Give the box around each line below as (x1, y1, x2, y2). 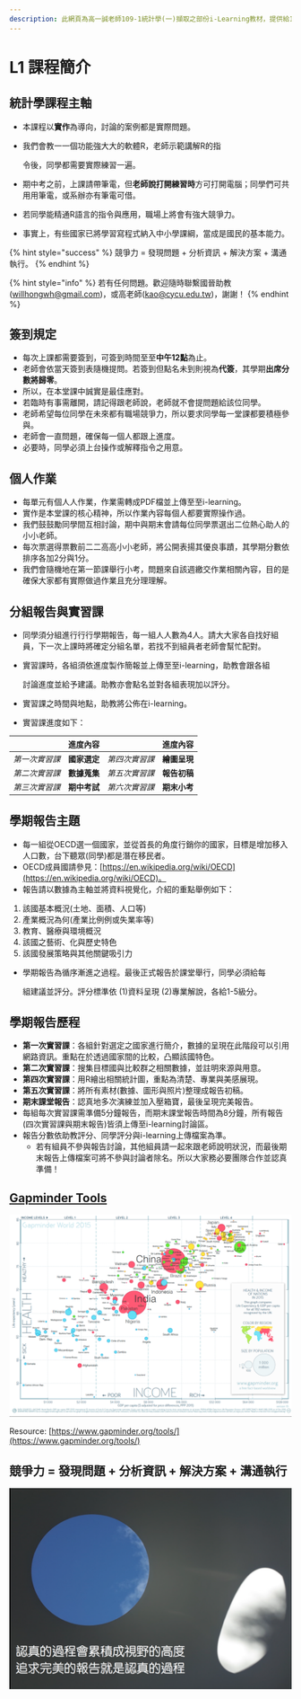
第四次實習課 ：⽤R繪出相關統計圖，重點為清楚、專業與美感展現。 (21, 1074, 263, 1084)
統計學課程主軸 (9, 95, 92, 111)
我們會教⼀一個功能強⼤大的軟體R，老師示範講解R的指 (21, 140, 221, 151)
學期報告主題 (9, 813, 81, 828)
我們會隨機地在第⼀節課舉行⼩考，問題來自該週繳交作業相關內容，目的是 (21, 564, 289, 575)
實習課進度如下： (21, 717, 86, 728)
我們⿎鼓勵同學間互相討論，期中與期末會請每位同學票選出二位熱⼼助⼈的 (21, 519, 289, 530)
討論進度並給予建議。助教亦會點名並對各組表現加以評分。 (21, 679, 235, 690)
